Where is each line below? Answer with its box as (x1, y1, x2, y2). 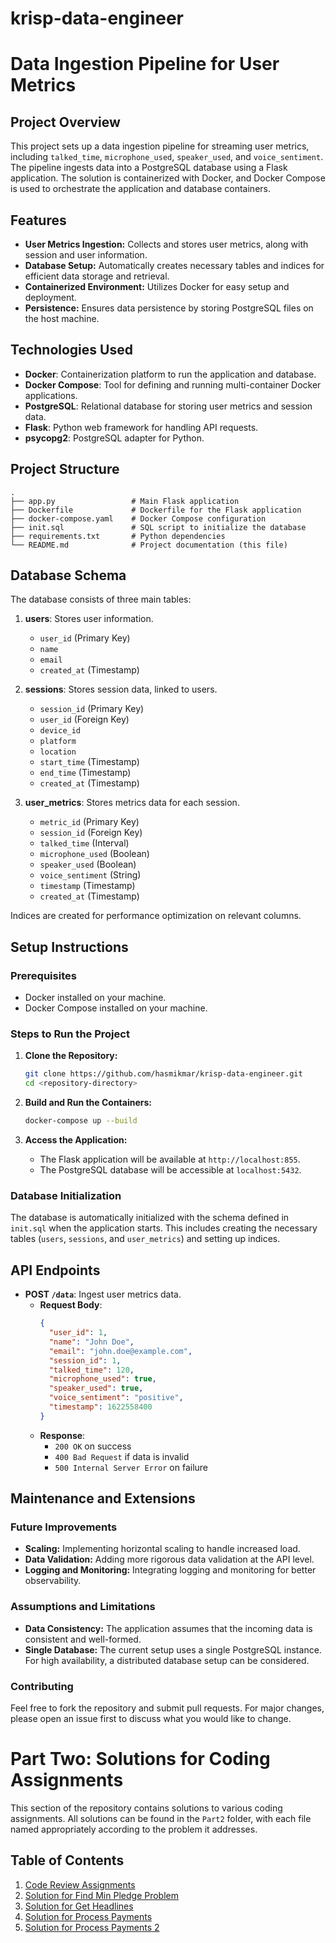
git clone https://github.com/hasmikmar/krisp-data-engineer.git (24, 1069, 303, 1079)
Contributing (10, 1679, 74, 1693)
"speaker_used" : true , (48, 1383, 144, 1394)
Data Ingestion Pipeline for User (10, 53, 280, 76)
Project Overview (10, 113, 121, 131)
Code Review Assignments (24, 1878, 136, 1891)
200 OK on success (54, 1440, 132, 1452)
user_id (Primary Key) (39, 632, 131, 644)
